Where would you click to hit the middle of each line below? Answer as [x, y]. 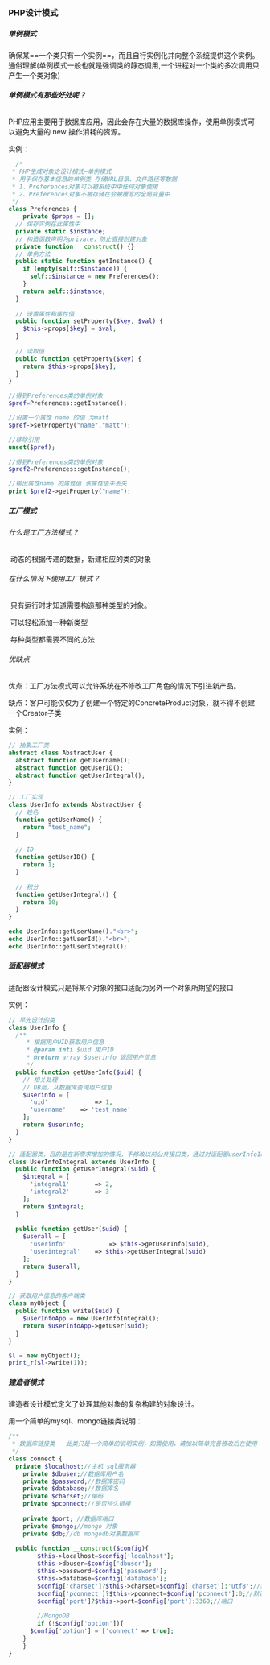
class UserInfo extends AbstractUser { [75, 805]
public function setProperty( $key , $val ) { [89, 321]
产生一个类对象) [35, 75]
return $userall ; [52, 1266]
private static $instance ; [61, 231]
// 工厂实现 [26, 797]
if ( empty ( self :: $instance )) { [75, 269]
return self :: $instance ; [64, 291]
